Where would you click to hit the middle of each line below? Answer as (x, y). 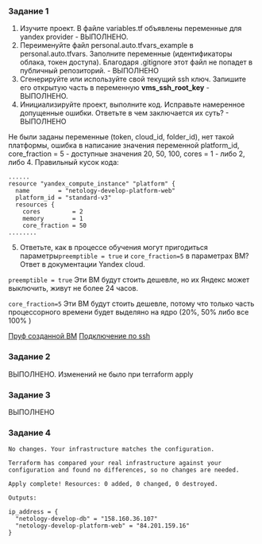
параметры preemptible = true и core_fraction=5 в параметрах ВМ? (134, 256)
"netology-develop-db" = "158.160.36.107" (87, 519)
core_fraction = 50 (55, 226)
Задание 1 (29, 11)
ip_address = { (33, 512)
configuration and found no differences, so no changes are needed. (124, 470)
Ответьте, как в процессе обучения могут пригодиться (114, 248)
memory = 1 (53, 219)
